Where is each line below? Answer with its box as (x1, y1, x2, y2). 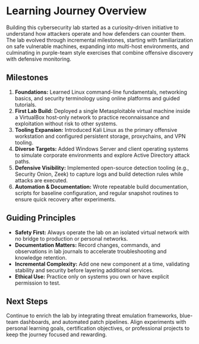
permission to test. (14, 279, 61, 286)
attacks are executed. (14, 176, 68, 184)
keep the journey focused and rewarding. (6, 331, 107, 338)
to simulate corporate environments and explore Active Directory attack (14, 152, 190, 159)
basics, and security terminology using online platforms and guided (14, 94, 180, 102)
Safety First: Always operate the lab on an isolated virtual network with (14, 229, 189, 236)
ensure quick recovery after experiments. (14, 195, 116, 203)
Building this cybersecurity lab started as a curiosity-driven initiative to (6, 24, 179, 31)
